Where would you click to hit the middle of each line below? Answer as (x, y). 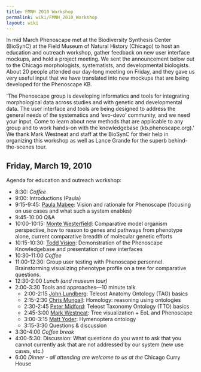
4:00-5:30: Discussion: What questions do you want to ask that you (98, 338)
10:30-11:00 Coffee (38, 256)
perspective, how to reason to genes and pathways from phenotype (99, 230)
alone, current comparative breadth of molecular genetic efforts (93, 237)
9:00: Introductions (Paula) (48, 198)
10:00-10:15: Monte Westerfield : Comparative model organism (91, 224)
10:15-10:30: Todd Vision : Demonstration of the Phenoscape (89, 243)
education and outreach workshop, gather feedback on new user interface (98, 53)
